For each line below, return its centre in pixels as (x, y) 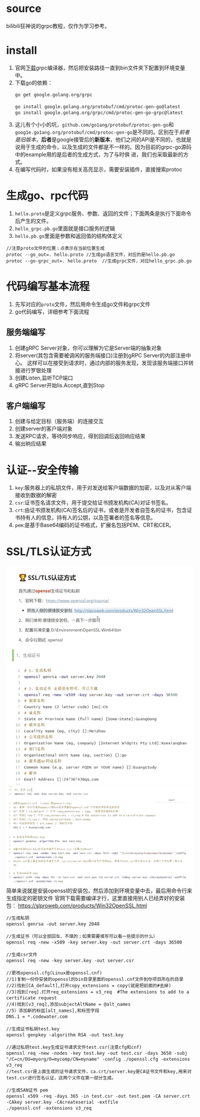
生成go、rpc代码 (47, 196)
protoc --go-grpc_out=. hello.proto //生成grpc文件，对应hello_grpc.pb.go (99, 261)
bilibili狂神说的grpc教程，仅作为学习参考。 (58, 26)
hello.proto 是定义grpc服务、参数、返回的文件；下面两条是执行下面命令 (103, 213)
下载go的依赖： (34, 82)
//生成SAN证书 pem (27, 1090)
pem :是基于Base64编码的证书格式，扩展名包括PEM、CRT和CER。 (94, 525)
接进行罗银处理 (33, 370)
